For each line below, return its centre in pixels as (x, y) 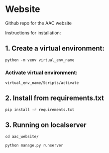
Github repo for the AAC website (39, 23)
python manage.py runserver (34, 145)
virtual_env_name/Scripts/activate (42, 83)
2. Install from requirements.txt (55, 98)
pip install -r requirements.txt (40, 109)
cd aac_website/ (22, 136)
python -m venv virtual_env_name (40, 60)
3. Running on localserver (46, 125)
